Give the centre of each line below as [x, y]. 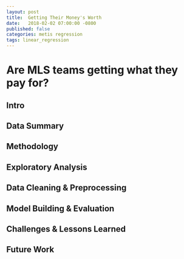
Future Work [30, 250]
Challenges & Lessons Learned [66, 229]
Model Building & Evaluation [60, 208]
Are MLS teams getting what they [92, 70]
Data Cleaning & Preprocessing [66, 188]
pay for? [28, 83]
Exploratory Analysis [47, 167]
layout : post [23, 12]
